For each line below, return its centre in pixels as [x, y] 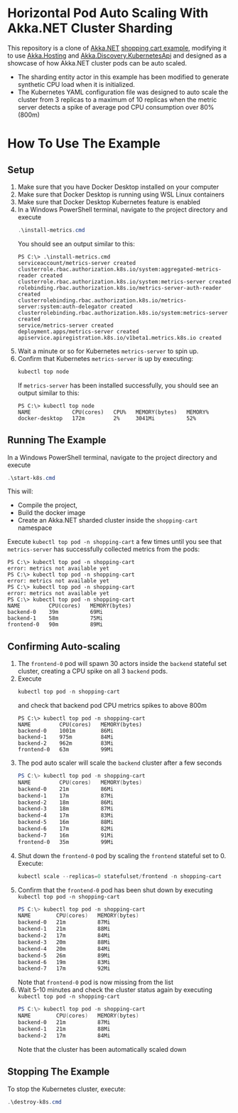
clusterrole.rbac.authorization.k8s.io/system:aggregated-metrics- [119, 269]
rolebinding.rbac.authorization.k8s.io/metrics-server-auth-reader [119, 288]
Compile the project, [48, 505]
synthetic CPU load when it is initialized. [76, 84]
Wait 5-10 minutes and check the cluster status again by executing [115, 990]
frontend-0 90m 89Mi [55, 625]
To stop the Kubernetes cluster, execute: [67, 1089]
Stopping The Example [59, 1072]
